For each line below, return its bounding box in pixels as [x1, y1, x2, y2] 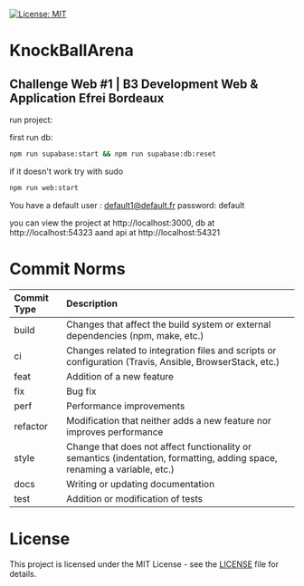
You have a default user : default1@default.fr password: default [9, 199, 245, 210]
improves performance [66, 426, 164, 438]
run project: [9, 114, 52, 125]
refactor [14, 419, 48, 432]
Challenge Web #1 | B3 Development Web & [9, 76, 259, 91]
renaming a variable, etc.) [66, 463, 175, 476]
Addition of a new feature [66, 370, 175, 382]
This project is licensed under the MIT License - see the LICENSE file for [9, 558, 279, 570]
